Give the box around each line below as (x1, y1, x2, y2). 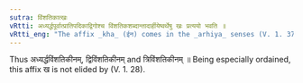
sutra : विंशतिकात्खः (9, 12, 68, 22)
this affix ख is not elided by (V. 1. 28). (9, 64, 146, 75)
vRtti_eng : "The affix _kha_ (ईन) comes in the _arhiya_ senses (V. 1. (9, 29, 283, 38)
